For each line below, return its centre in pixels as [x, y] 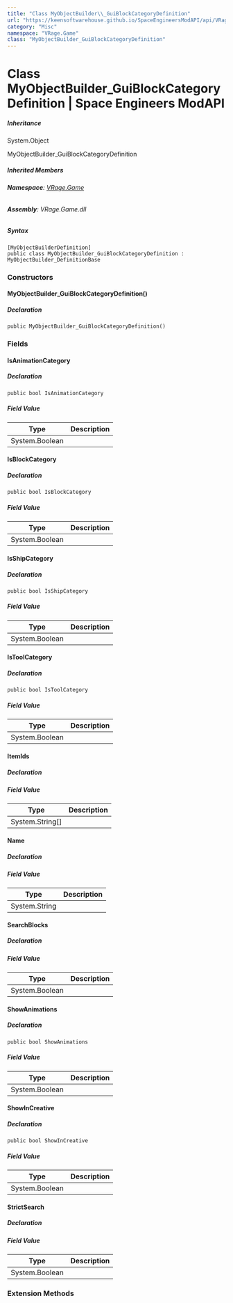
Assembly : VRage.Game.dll [47, 209]
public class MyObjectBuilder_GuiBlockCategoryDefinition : [96, 254]
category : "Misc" [32, 26]
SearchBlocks [28, 925]
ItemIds [18, 756]
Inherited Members [35, 170]
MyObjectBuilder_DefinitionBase [54, 259]
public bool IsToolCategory [48, 690]
